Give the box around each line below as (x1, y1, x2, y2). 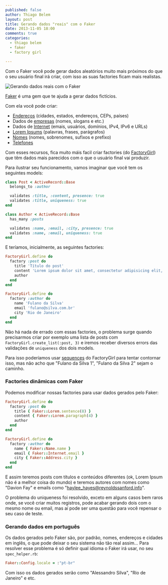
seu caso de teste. (5, 511, 44, 517)
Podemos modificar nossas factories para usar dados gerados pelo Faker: (5, 389, 159, 395)
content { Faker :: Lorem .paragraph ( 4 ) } (14, 413, 98, 419)
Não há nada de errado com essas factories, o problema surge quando (5, 329, 152, 335)
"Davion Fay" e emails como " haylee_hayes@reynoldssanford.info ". (5, 485, 145, 491)
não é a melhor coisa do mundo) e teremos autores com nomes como (5, 479, 150, 485)
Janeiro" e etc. (5, 575, 36, 581)
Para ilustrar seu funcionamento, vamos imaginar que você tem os (5, 164, 143, 170)
